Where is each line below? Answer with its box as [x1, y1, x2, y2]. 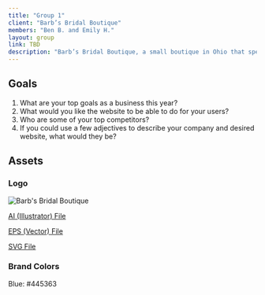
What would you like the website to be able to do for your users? [19, 106, 230, 116]
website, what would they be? [19, 131, 117, 141]
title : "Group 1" [8, 11, 65, 20]
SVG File [8, 242, 36, 251]
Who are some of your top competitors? [19, 115, 150, 124]
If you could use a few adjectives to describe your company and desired [19, 123, 255, 132]
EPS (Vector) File [8, 226, 63, 236]
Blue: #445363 [8, 278, 58, 288]
